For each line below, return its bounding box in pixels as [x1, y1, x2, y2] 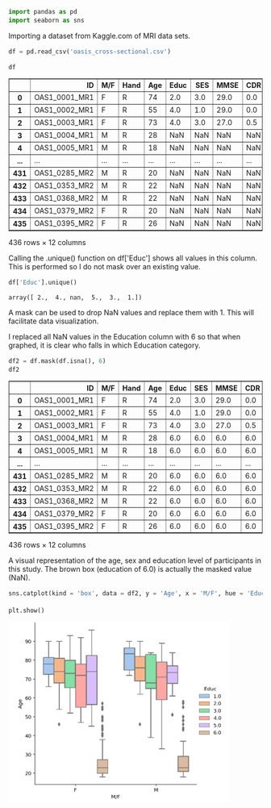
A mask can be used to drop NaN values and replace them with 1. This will [8, 308, 254, 318]
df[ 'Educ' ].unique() [8, 278, 78, 286]
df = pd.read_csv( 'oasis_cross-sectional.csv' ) [8, 48, 172, 56]
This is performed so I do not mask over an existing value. [8, 261, 201, 271]
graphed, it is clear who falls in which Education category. [8, 340, 201, 350]
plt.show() [8, 606, 45, 614]
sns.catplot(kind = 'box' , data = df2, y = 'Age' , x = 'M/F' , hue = [8, 589, 244, 598]
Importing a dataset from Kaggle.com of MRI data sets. [8, 31, 191, 40]
